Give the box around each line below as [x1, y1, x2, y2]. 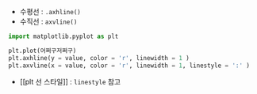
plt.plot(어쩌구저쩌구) [8, 47, 77, 55]
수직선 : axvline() [19, 17, 78, 26]
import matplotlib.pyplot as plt [8, 32, 119, 40]
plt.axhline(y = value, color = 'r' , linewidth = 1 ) [8, 54, 190, 62]
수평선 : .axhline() [19, 7, 81, 16]
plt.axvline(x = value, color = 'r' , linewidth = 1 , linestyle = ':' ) [8, 62, 250, 70]
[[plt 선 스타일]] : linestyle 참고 [19, 77, 121, 86]
